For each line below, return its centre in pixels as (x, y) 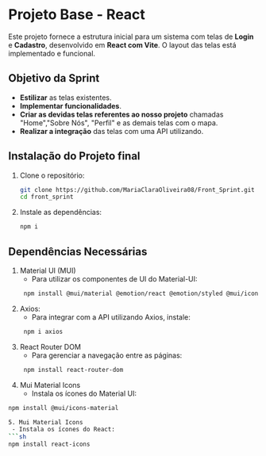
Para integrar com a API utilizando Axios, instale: (111, 317)
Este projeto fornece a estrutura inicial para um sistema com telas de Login (131, 36)
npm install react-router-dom (73, 370)
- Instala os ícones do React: (63, 430)
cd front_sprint (46, 197)
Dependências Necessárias (78, 251)
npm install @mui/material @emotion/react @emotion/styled (123, 293)
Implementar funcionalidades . (70, 105)
